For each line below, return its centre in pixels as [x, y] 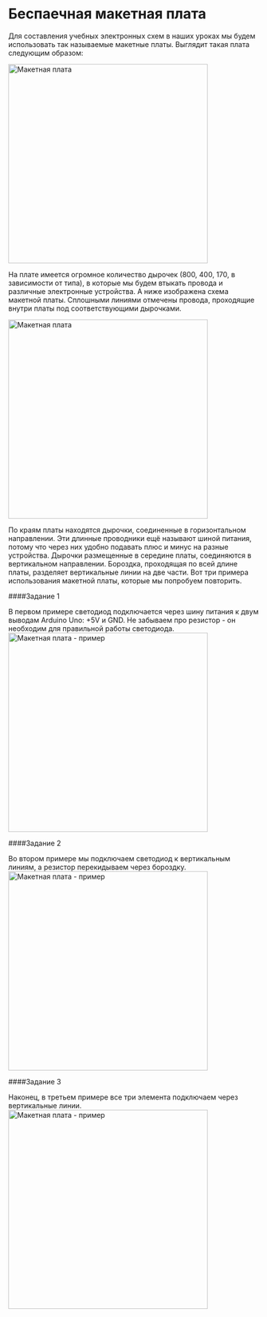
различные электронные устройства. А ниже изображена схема [118, 291]
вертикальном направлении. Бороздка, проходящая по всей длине [123, 563]
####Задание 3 [35, 1081]
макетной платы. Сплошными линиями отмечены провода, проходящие [132, 300]
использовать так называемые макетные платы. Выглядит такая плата [129, 44]
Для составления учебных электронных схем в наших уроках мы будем [132, 36]
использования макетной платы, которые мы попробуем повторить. [125, 580]
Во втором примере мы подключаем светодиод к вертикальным [120, 858]
